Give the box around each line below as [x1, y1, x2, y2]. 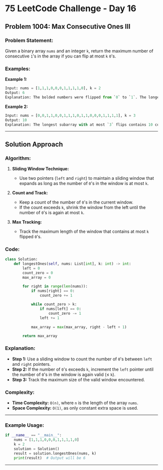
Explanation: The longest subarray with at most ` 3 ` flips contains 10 [5, 122, 153, 127]
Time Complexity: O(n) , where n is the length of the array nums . [12, 400, 139, 406]
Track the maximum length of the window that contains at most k [19, 228, 149, 234]
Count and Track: [12, 190, 48, 196]
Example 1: [5, 76, 28, 82]
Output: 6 [5, 91, 25, 95]
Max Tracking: [12, 219, 42, 225]
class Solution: [5, 257, 38, 262]
